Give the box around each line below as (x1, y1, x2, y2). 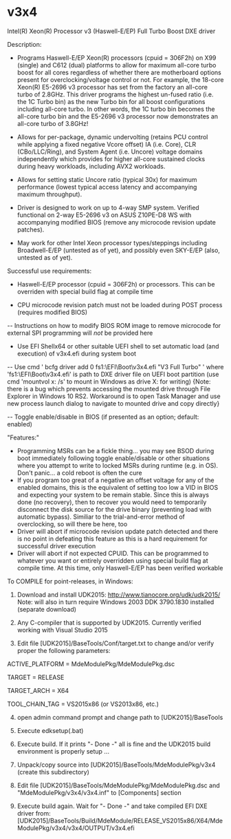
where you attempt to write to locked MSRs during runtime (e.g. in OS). (16, 461, 219, 469)
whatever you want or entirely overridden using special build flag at (16, 556, 208, 565)
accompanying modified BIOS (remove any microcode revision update (16, 218, 217, 226)
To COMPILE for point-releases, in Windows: (7, 577, 133, 586)
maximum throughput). (16, 190, 82, 198)
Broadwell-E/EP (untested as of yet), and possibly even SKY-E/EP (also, (16, 246, 220, 254)
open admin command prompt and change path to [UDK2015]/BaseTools (16, 713, 223, 721)
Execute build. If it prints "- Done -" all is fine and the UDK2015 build (16, 740, 211, 748)
